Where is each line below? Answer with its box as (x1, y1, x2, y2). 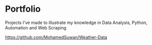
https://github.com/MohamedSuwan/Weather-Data (5, 34, 107, 40)
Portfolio (5, 3, 41, 15)
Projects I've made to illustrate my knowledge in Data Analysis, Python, (5, 20, 148, 25)
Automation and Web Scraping (5, 24, 67, 30)
